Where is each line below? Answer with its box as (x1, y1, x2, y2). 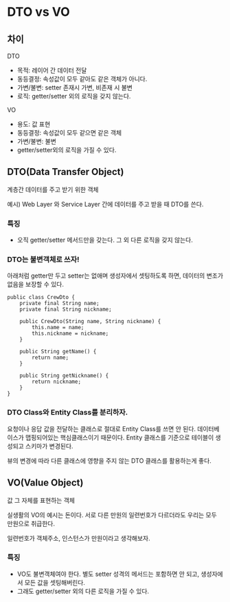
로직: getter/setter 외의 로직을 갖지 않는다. (16, 92, 131, 100)
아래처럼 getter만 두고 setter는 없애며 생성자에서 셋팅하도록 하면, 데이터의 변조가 (7, 271, 224, 280)
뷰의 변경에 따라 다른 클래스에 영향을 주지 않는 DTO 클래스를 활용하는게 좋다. (7, 456, 211, 465)
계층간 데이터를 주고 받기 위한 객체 (7, 185, 99, 194)
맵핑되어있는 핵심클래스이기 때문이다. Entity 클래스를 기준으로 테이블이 (25, 433, 214, 442)
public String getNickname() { (19, 373, 109, 380)
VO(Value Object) (7, 477, 84, 489)
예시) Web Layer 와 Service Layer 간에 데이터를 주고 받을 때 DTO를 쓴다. (7, 200, 204, 208)
